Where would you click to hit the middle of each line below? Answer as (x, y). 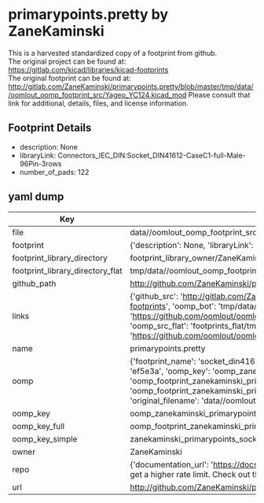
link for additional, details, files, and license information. (98, 103)
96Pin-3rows (40, 164)
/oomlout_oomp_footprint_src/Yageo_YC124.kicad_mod (97, 94)
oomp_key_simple (45, 438)
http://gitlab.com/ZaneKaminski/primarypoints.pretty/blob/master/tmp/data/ (131, 86)
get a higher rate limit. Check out (190, 474)
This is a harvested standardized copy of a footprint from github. (113, 53)
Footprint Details (50, 128)
